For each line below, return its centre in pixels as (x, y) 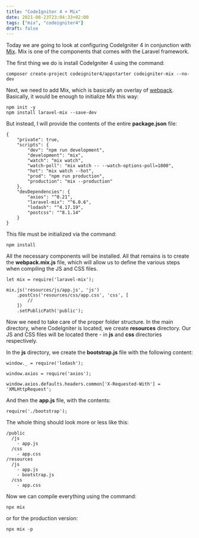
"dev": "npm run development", (66, 150)
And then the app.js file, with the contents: (59, 401)
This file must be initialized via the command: (61, 234)
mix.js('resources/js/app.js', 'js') (53, 290)
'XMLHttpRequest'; (29, 390)
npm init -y (21, 108)
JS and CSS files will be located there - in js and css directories (84, 334)
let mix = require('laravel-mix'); (50, 280)
